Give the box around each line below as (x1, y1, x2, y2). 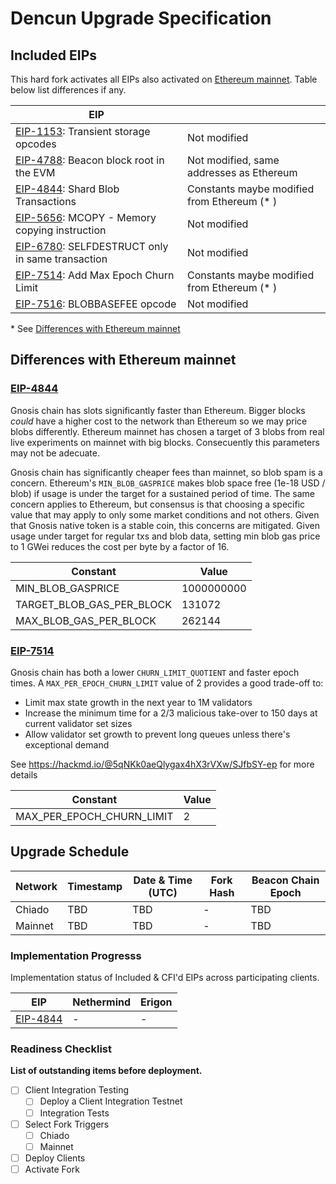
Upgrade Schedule (10, 843, 130, 861)
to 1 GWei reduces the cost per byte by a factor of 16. (10, 540, 230, 552)
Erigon (140, 995, 173, 1009)
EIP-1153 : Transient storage (15, 125, 151, 138)
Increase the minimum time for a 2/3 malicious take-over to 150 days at (24, 707, 318, 719)
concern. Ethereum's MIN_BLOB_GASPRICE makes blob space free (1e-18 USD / (10, 477, 326, 489)
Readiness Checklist (10, 1042, 112, 1056)
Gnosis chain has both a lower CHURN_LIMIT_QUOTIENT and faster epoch (10, 666, 300, 678)
